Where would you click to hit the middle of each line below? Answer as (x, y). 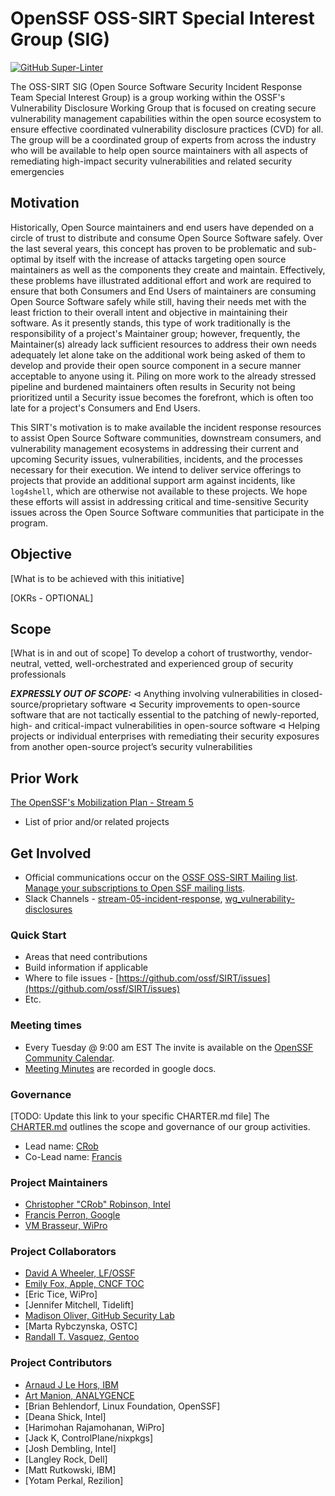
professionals (38, 674)
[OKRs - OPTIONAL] (52, 598)
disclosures (48, 909)
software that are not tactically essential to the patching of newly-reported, (165, 715)
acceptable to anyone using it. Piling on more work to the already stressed (163, 376)
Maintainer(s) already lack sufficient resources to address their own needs (163, 344)
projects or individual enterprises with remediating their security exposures (165, 736)
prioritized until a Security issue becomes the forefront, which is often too (162, 397)
